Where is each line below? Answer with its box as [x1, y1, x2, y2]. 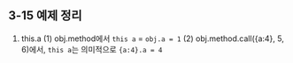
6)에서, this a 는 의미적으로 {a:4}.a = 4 [20, 44, 163, 54]
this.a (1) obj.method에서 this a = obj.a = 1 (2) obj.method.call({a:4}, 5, [20, 33, 284, 44]
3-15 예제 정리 [8, 8, 82, 24]
